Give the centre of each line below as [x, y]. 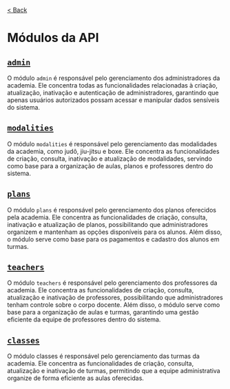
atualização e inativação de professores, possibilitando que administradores [115, 298]
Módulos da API [53, 38]
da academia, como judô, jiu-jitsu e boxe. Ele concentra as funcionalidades [113, 151]
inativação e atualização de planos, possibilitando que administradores [108, 224]
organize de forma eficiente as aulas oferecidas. [76, 378]
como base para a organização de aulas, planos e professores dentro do [110, 166]
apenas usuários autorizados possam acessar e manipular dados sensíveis [113, 100]
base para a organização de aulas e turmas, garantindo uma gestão [103, 312]
